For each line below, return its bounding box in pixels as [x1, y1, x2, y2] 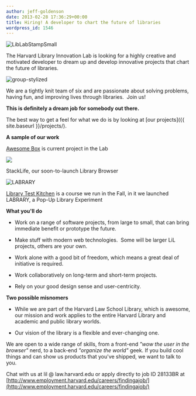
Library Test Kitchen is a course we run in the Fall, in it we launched [6, 190, 169, 197]
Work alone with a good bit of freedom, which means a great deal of [14, 254, 180, 261]
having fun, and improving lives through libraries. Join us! [6, 94, 146, 101]
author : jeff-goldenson [6, 8, 64, 15]
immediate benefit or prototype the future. [14, 225, 116, 232]
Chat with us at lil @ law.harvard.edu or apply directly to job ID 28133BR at [6, 371, 185, 378]
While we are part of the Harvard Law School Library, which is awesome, [14, 305, 190, 313]
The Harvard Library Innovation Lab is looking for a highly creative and [6, 52, 176, 59]
